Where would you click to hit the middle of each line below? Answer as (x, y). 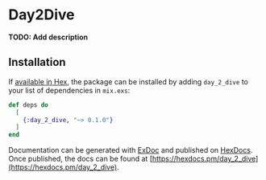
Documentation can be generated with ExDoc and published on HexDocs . (131, 150)
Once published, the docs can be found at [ (81, 159)
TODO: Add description (48, 37)
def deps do (28, 105)
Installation (37, 62)
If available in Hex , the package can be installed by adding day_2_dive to (128, 81)
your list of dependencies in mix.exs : (69, 90)
